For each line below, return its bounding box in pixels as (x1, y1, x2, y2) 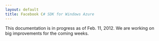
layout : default (5, 7, 39, 12)
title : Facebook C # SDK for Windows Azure (5, 12, 94, 17)
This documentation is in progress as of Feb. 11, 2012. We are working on (5, 25, 155, 31)
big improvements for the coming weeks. (5, 30, 89, 36)
